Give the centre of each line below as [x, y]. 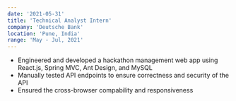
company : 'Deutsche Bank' [45, 27]
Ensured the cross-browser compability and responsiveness [105, 90]
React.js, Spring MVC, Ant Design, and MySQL [85, 68]
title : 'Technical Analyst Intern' [60, 20]
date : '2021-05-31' [36, 14]
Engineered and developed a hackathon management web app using [118, 60]
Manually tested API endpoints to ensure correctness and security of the [123, 76]
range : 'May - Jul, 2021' [45, 40]
